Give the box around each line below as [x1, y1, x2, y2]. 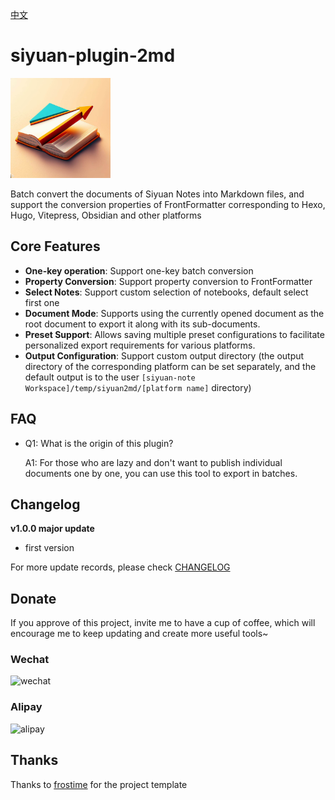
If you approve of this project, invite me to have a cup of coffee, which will [10, 617, 316, 629]
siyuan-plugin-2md [10, 44, 176, 67]
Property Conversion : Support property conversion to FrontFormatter [24, 275, 313, 287]
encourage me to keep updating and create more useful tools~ [10, 628, 269, 640]
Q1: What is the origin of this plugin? [24, 437, 174, 449]
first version [24, 542, 75, 554]
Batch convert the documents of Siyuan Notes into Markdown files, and [10, 188, 305, 200]
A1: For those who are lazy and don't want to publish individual [24, 456, 283, 468]
